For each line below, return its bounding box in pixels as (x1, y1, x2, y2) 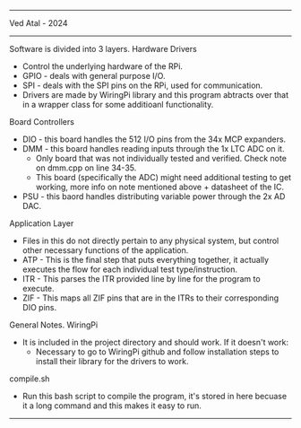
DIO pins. (21, 302, 56, 312)
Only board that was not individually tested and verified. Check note (35, 153, 287, 163)
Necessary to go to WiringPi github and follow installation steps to (35, 346, 279, 357)
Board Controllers (9, 117, 74, 127)
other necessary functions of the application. (21, 245, 189, 256)
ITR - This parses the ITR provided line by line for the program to (21, 274, 262, 284)
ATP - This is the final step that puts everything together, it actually (21, 255, 270, 265)
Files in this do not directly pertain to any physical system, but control (21, 235, 279, 246)
